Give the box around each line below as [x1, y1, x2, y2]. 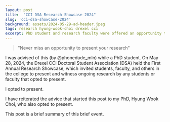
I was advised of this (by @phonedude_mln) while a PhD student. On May [5, 55, 158, 61]
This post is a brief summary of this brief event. [5, 111, 104, 117]
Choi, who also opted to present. [5, 101, 73, 107]
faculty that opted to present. [5, 76, 66, 82]
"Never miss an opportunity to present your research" [17, 45, 130, 51]
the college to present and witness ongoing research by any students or [5, 71, 155, 76]
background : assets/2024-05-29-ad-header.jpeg [5, 21, 105, 27]
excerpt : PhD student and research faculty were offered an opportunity [5, 31, 162, 36]
